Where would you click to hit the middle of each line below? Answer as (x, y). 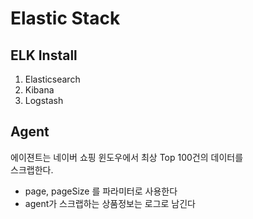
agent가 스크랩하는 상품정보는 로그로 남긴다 (110, 203)
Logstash (44, 100)
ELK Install (44, 55)
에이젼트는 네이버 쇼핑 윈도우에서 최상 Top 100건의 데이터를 (127, 157)
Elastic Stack (65, 18)
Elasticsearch (52, 79)
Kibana (39, 90)
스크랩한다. (32, 169)
